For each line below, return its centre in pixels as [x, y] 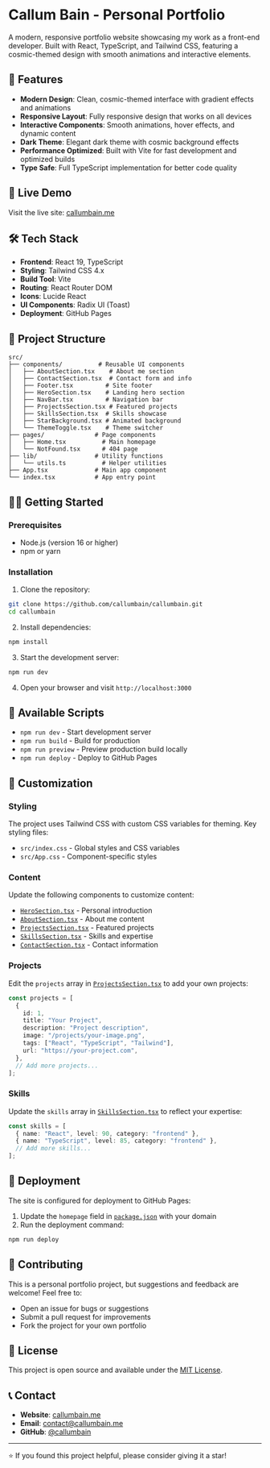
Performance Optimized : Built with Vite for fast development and [128, 150]
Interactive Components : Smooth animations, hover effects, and [127, 125]
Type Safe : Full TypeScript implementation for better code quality [128, 168]
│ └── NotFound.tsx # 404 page [73, 449]
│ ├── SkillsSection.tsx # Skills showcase [88, 414]
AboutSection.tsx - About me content [82, 919]
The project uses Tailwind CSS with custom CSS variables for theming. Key [133, 824]
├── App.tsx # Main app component [88, 470]
